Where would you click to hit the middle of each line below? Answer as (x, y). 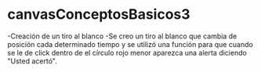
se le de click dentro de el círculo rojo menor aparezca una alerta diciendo (127, 52)
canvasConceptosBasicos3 (99, 14)
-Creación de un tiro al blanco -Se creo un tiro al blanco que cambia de (122, 36)
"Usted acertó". (32, 61)
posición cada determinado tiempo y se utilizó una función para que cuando (130, 44)
